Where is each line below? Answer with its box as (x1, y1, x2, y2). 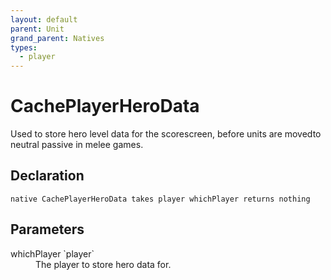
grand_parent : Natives (10, 33, 105, 43)
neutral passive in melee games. (10, 139, 144, 151)
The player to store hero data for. (35, 258, 172, 270)
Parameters (10, 221, 85, 238)
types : (10, 42, 38, 53)
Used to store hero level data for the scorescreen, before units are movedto (10, 128, 322, 140)
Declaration (10, 167, 85, 185)
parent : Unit (10, 24, 65, 34)
